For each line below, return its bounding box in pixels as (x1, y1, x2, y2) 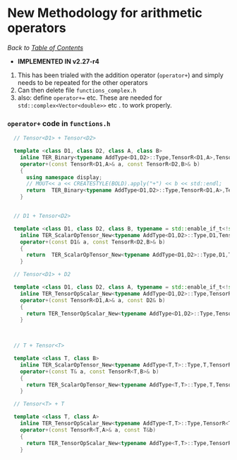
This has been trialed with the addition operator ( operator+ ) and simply (17, 71, 224, 79)
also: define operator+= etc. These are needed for (17, 93, 162, 102)
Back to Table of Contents (7, 43, 83, 52)
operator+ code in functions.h (7, 118, 111, 128)
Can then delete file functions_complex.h (17, 86, 137, 94)
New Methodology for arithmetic (7, 5, 202, 21)
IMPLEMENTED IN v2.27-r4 (17, 57, 100, 65)
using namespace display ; (25, 173, 102, 181)
